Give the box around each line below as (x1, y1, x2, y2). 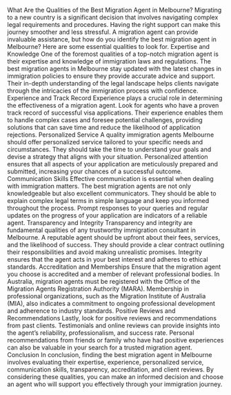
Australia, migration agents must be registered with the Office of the (7, 278, 201, 285)
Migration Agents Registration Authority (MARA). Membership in (7, 285, 190, 293)
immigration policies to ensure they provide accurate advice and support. (7, 72, 216, 80)
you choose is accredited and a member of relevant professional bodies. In (7, 270, 220, 278)
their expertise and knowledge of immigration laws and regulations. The (7, 57, 212, 65)
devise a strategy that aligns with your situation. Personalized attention (7, 153, 208, 161)
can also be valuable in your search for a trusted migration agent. (7, 343, 193, 351)
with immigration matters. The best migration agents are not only (7, 182, 192, 190)
